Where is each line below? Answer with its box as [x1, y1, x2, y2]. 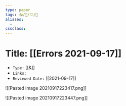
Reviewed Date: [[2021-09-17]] [12, 75, 77, 81]
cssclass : [5, 26, 26, 31]
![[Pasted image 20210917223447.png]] [5, 95, 88, 101]
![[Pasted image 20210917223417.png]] [5, 85, 87, 91]
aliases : [5, 17, 24, 22]
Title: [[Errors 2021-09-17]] [5, 48, 122, 60]
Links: [12, 71, 27, 76]
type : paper [5, 7, 30, 13]
